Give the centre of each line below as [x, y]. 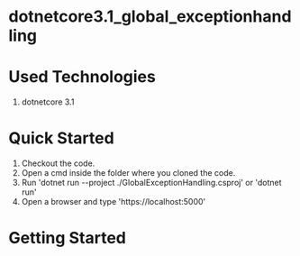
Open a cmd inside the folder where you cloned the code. [128, 173]
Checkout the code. [58, 163]
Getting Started [68, 238]
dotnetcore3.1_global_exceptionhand [150, 17]
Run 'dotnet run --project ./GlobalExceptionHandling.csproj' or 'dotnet [151, 183]
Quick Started [61, 138]
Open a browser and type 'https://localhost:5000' [114, 202]
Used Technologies [82, 77]
